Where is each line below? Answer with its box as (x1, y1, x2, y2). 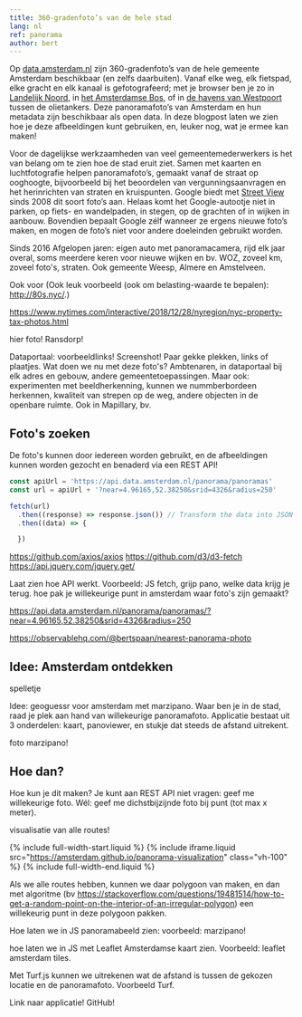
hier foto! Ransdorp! (9, 334, 84, 345)
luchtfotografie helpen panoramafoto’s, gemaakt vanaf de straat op (9, 168, 260, 178)
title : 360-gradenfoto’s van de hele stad (9, 13, 172, 23)
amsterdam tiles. (9, 952, 71, 963)
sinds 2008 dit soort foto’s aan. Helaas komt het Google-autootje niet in (9, 197, 276, 207)
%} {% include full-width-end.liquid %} (9, 861, 156, 872)
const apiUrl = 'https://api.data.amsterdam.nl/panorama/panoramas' (9, 477, 273, 486)
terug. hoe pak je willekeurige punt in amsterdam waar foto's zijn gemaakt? (9, 588, 289, 599)
